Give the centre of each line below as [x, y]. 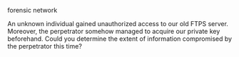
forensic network [32, 10]
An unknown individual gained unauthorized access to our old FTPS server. [118, 24]
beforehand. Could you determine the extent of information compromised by [120, 39]
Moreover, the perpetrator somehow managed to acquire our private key [114, 31]
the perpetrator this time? [45, 46]
